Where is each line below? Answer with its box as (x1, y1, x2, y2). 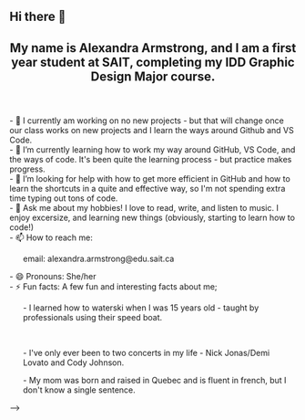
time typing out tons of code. (9, 193, 118, 204)
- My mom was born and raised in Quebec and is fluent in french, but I (22, 374, 287, 385)
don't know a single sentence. (22, 384, 137, 395)
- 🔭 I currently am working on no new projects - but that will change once (9, 115, 284, 126)
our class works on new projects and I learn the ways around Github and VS (9, 124, 294, 135)
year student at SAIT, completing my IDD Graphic (11, 54, 295, 69)
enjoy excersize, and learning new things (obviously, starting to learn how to (9, 212, 296, 223)
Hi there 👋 (9, 9, 66, 25)
